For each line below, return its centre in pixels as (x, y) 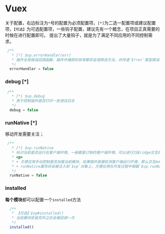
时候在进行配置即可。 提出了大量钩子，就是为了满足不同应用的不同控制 (77, 35)
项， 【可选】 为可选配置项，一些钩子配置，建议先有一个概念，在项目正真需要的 (82, 29)
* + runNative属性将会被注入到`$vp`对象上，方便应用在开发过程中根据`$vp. (81, 166)
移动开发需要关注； (25, 134)
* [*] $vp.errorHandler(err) (41, 55)
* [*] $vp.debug (28, 97)
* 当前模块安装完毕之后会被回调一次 (43, 218)
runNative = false (28, 175)
